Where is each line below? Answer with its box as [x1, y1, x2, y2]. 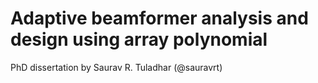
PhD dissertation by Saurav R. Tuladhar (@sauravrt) [10, 61, 223, 73]
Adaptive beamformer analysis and [10, 7, 309, 30]
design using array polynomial [10, 28, 268, 51]
